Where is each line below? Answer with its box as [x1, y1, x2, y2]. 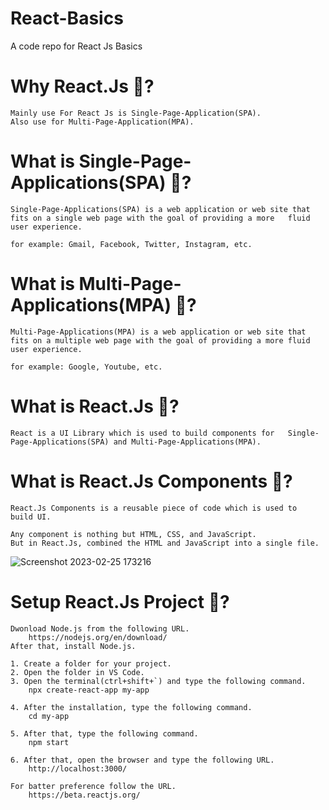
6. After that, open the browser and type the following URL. [10, 755, 275, 765]
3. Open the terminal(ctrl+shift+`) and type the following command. [10, 676, 307, 686]
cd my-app [28, 711, 70, 721]
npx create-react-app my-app [28, 685, 150, 695]
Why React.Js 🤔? [10, 75, 155, 98]
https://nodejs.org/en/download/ [28, 632, 168, 642]
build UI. [10, 512, 52, 522]
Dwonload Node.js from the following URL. [10, 623, 190, 634]
